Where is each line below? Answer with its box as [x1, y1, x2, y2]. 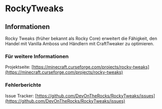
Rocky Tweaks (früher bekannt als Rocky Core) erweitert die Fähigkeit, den [5, 35, 158, 41]
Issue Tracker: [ [5, 93, 37, 99]
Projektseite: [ [5, 64, 33, 70]
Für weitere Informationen [5, 53, 69, 59]
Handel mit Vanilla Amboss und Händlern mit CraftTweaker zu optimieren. [5, 41, 154, 47]
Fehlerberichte [5, 82, 41, 88]
